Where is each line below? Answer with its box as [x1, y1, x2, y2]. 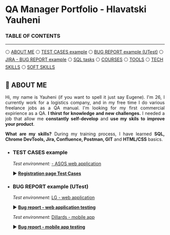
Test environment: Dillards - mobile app [12, 214, 95, 220]
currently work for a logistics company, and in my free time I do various [5, 100, 165, 106]
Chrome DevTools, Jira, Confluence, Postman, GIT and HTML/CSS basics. [5, 136, 163, 142]
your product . [5, 121, 35, 127]
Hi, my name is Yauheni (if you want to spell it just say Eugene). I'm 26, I [5, 94, 165, 100]
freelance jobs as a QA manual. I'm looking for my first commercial [5, 105, 165, 111]
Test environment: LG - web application [12, 194, 95, 201]
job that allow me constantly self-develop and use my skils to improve [5, 115, 165, 122]
